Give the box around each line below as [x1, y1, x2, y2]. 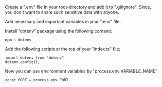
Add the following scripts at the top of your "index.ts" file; [5, 46, 121, 52]
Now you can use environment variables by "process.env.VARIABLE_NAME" [5, 68, 158, 74]
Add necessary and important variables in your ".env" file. [5, 19, 121, 24]
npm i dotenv [5, 37, 32, 42]
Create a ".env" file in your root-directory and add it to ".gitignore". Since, [5, 4, 152, 10]
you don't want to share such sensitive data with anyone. [5, 9, 119, 15]
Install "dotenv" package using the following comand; [5, 28, 112, 34]
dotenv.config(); [5, 60, 40, 65]
